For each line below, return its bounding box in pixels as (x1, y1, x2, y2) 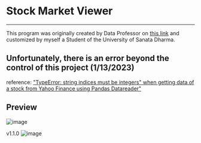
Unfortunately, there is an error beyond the (6, 53, 169, 63)
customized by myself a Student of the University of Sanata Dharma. (6, 36, 175, 43)
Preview (6, 102, 38, 112)
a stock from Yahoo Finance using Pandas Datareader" (6, 85, 142, 92)
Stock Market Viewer (6, 4, 113, 18)
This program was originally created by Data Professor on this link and (6, 29, 179, 36)
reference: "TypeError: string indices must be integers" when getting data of (6, 78, 194, 86)
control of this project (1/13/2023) (6, 63, 135, 73)
